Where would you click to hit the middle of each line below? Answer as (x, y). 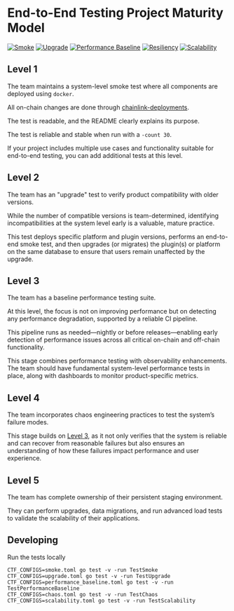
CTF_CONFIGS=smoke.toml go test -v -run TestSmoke (83, 570)
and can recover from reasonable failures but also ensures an (96, 443)
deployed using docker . (41, 93)
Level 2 (23, 178)
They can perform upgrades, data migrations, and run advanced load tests (115, 511)
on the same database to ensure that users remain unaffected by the (106, 251)
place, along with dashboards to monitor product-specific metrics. (103, 376)
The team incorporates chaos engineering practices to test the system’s (111, 415)
